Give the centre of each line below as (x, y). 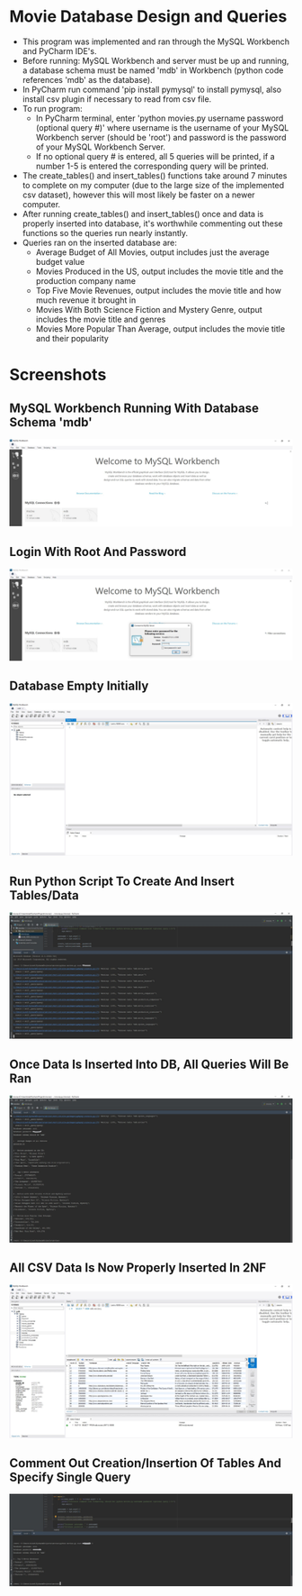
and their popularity (72, 338)
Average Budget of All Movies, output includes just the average (152, 252)
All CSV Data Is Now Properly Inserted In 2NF (138, 1268)
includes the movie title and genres (101, 319)
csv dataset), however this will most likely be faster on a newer (138, 195)
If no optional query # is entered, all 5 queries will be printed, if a (155, 156)
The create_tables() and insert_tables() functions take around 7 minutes (155, 175)
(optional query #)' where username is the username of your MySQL (162, 127)
